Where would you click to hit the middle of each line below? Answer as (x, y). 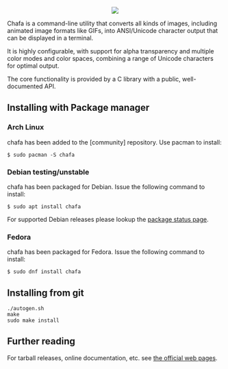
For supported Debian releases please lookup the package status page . (108, 219)
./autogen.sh (26, 309)
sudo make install (33, 321)
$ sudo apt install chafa (44, 206)
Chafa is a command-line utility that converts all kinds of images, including (112, 23)
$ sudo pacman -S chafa (41, 155)
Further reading (41, 341)
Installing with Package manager (78, 108)
